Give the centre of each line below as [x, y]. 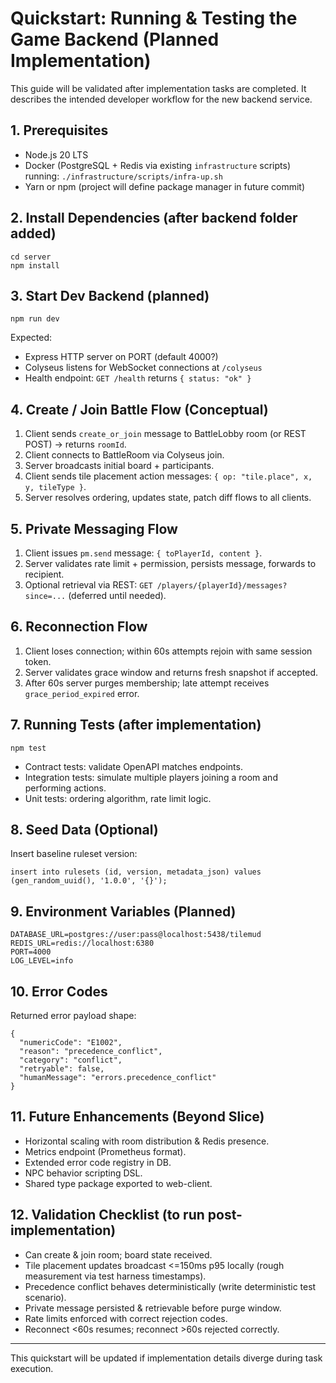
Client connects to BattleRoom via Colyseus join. [124, 455]
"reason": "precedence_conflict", [91, 1052]
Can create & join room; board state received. [118, 1254]
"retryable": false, [62, 1069]
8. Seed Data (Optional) [84, 830]
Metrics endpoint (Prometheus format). [105, 1151]
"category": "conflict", [71, 1060]
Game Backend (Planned [115, 39]
